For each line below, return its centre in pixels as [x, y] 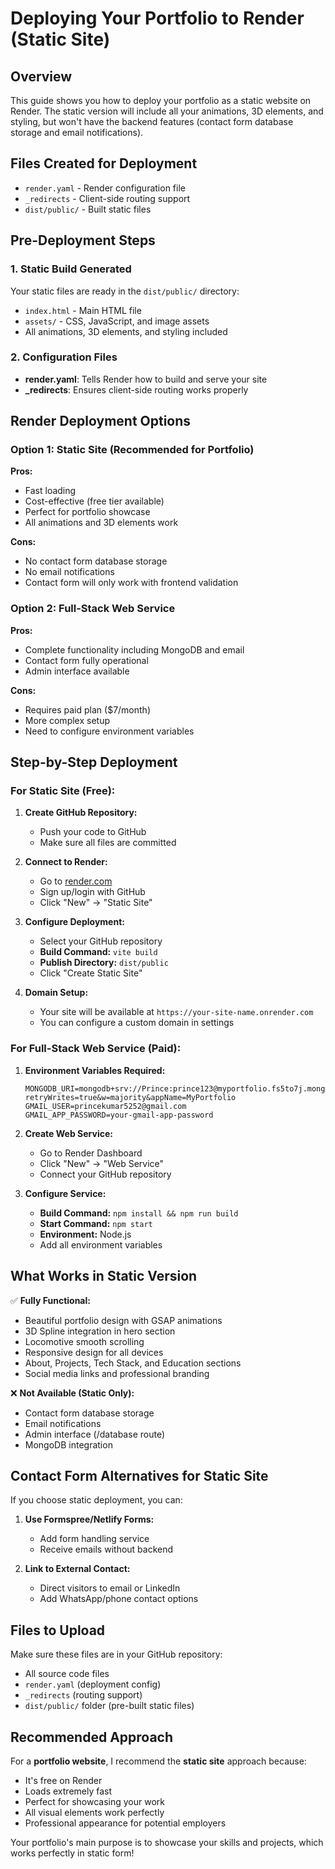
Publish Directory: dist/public [104, 963]
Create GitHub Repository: [81, 813]
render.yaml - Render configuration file [105, 188]
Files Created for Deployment [104, 163]
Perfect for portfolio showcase [87, 512]
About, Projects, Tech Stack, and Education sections [133, 1363]
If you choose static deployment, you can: [96, 1500]
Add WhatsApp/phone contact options [119, 1599]
